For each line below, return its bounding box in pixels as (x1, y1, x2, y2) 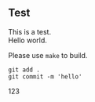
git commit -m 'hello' (8, 72, 82, 81)
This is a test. (8, 27, 52, 36)
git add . (8, 66, 41, 74)
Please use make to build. (8, 50, 88, 60)
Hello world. (8, 35, 47, 45)
